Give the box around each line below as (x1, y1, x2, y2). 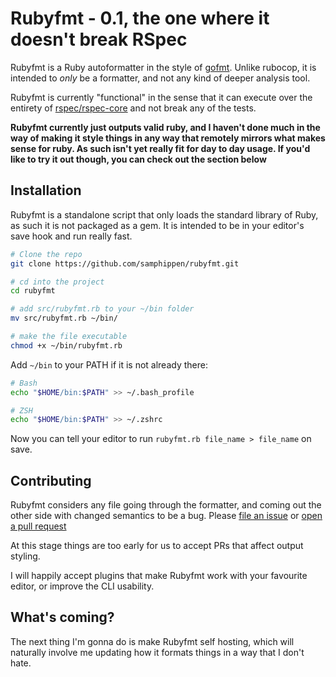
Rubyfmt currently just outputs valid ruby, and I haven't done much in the (10, 121, 321, 133)
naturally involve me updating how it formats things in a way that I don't (10, 646, 305, 658)
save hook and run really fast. (10, 230, 133, 242)
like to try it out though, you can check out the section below (10, 153, 267, 165)
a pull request (10, 520, 67, 532)
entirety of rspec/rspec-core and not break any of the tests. (10, 102, 257, 114)
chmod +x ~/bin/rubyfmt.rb (10, 340, 123, 351)
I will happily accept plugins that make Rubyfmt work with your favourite (10, 570, 308, 582)
